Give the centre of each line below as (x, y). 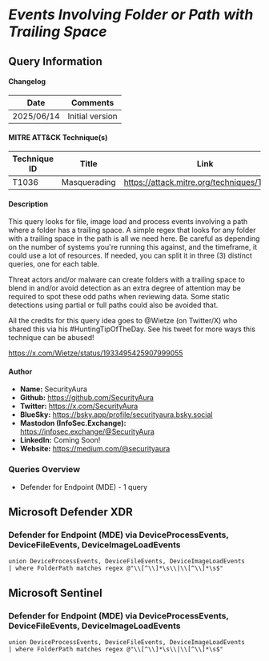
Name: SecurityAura (54, 389)
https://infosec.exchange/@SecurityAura (87, 432)
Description (28, 204)
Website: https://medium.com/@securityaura (95, 449)
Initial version (92, 116)
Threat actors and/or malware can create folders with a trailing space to (127, 280)
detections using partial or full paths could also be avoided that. (113, 305)
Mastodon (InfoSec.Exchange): (73, 423)
